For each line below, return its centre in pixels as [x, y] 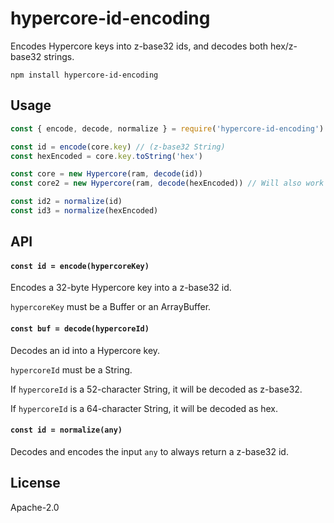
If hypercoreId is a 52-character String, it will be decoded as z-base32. [156, 389]
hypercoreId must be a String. [71, 369]
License [35, 483]
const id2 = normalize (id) [66, 202]
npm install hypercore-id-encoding [84, 75]
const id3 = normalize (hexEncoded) [84, 211]
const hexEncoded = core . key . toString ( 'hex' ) [106, 156]
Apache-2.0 [35, 507]
